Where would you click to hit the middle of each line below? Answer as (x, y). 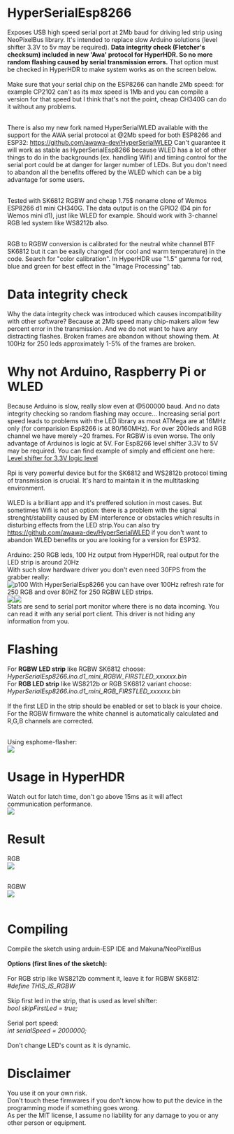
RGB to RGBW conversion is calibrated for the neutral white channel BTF (111, 243)
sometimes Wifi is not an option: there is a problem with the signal (102, 510)
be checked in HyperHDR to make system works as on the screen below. (112, 69)
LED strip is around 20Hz (43, 562)
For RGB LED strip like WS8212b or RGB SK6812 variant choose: (100, 683)
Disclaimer (39, 1073)
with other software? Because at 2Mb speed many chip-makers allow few (113, 321)
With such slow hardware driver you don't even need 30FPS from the (107, 569)
